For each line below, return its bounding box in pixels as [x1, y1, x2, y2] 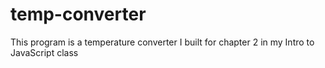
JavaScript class [10, 46, 79, 58]
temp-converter [10, 3, 147, 26]
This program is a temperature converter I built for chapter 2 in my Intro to [10, 36, 315, 48]
